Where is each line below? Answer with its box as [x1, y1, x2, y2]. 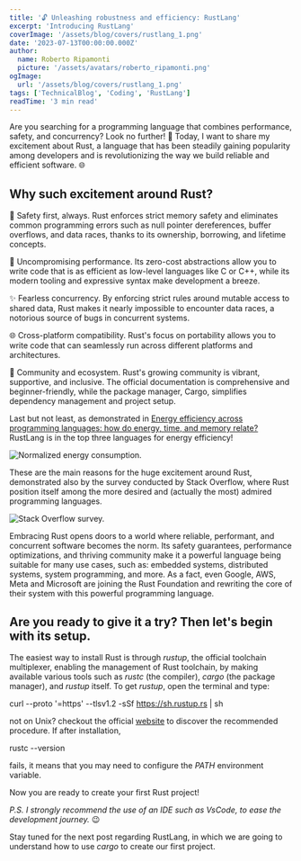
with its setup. [9, 628, 92, 643]
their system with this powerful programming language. [9, 588, 215, 599]
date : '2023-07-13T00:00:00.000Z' [9, 38, 139, 48]
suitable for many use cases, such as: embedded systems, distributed [9, 560, 269, 570]
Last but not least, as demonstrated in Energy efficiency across [9, 413, 243, 424]
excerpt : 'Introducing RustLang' [9, 22, 135, 31]
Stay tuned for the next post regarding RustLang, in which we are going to [9, 831, 283, 842]
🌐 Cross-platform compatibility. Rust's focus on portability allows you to [9, 330, 277, 341]
